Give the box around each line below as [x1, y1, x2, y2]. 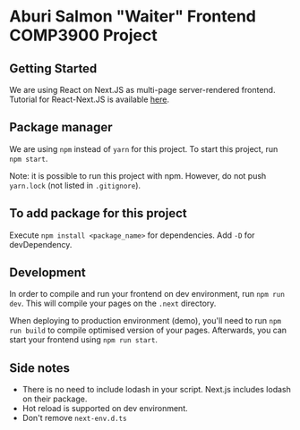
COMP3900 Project [9, 25, 159, 46]
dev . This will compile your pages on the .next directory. [9, 298, 217, 309]
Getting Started [9, 61, 98, 76]
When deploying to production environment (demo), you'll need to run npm [9, 316, 282, 326]
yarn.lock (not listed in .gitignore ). [9, 180, 141, 190]
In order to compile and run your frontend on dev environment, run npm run [9, 289, 285, 299]
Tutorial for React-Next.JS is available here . [9, 94, 170, 105]
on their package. [21, 393, 88, 404]
